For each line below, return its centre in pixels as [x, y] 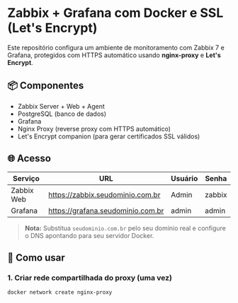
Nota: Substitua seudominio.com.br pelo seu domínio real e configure [125, 228]
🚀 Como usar [36, 257]
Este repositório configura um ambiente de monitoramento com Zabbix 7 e [116, 47]
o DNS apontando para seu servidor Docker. [89, 235]
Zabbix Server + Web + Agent [61, 106]
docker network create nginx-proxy [60, 292]
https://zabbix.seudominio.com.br [104, 194]
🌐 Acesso [29, 159]
